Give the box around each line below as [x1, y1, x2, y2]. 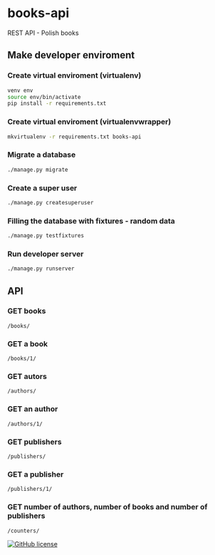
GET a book [7, 338, 48, 348]
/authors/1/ [7, 420, 43, 427]
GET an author [7, 404, 58, 414]
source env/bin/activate [7, 93, 81, 100]
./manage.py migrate [7, 166, 69, 173]
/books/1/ [7, 355, 37, 363]
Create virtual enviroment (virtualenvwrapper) [7, 117, 172, 127]
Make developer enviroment [7, 49, 135, 61]
